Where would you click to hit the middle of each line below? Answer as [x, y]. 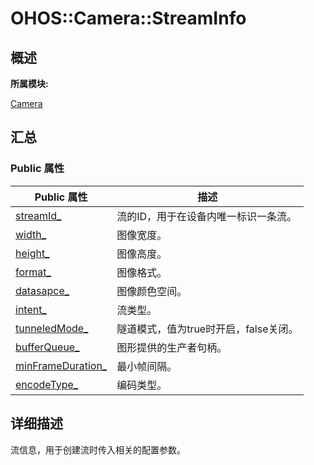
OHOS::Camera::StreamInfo [128, 18]
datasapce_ [42, 290]
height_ [32, 253]
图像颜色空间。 [152, 291]
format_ [33, 272]
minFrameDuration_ [61, 365]
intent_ [31, 309]
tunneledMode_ [52, 328]
